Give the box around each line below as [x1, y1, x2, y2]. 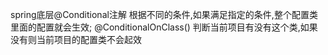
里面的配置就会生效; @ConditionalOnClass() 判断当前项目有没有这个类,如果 [10, 21, 318, 33]
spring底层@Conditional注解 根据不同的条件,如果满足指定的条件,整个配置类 [10, 9, 318, 20]
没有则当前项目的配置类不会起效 [10, 34, 142, 45]
